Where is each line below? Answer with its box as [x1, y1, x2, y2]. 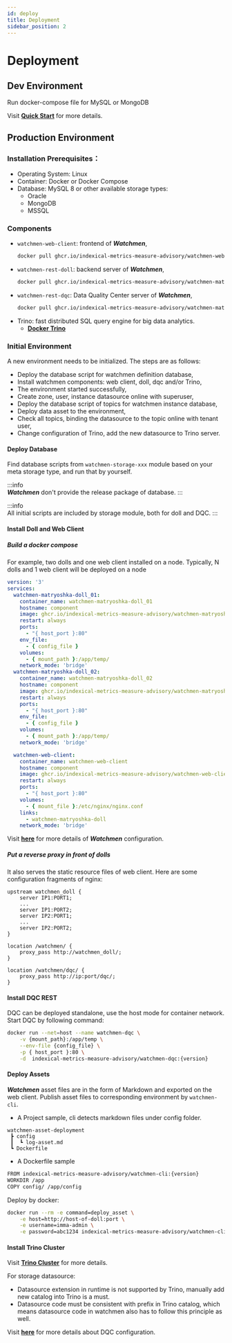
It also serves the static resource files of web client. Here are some [7, 867, 198, 876]
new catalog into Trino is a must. [17, 1293, 110, 1301]
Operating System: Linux [17, 170, 88, 178]
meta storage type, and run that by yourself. [7, 467, 133, 476]
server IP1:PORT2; [19, 907, 72, 914]
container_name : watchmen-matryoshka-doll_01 [19, 598, 153, 605]
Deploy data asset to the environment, [17, 407, 126, 415]
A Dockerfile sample [17, 1157, 75, 1166]
